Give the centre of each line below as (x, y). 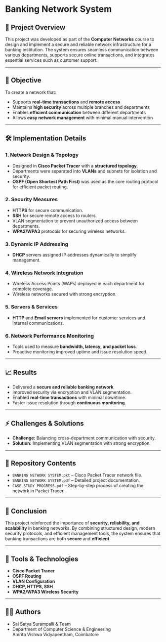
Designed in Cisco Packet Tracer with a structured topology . (75, 166)
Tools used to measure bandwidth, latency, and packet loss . (75, 346)
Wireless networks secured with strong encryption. (64, 294)
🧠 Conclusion (26, 511)
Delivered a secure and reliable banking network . (63, 387)
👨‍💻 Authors (23, 612)
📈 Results (21, 372)
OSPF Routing (27, 576)
